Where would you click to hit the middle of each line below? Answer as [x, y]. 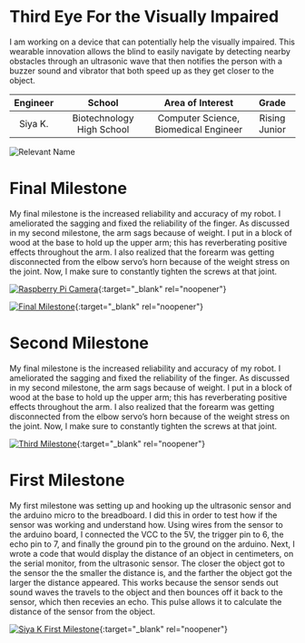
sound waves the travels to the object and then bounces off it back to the [146, 592]
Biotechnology [103, 118]
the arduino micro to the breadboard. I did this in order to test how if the [143, 515]
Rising [272, 118]
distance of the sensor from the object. [83, 611]
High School [103, 129]
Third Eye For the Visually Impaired [144, 17]
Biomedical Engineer [199, 129]
